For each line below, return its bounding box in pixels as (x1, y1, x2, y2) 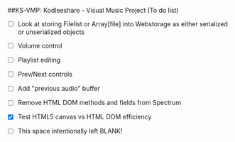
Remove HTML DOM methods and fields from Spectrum (17, 99, 182, 107)
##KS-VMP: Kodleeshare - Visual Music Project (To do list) (7, 6, 179, 14)
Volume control (17, 42, 62, 50)
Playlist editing (17, 56, 61, 65)
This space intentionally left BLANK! (17, 127, 123, 136)
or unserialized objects (17, 28, 85, 36)
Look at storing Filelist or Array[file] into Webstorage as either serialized (17, 20, 229, 28)
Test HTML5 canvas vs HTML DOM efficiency (17, 113, 152, 121)
